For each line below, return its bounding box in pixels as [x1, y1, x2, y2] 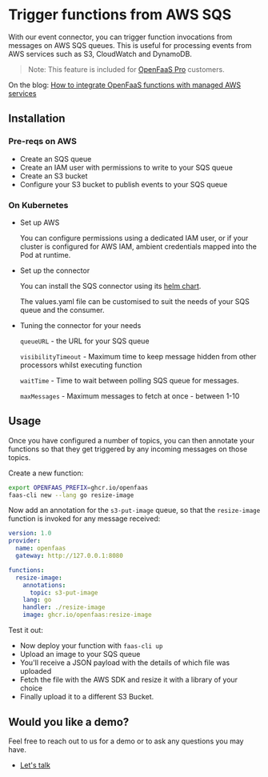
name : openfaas [15, 544, 66, 553]
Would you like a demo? [8, 715, 130, 729]
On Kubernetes [8, 199, 69, 210]
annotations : [22, 581, 66, 589]
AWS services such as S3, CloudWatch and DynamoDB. [8, 49, 192, 58]
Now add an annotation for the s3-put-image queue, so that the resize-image [8, 506, 261, 515]
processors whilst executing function [19, 360, 142, 370]
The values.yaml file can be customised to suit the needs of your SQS [19, 296, 250, 306]
